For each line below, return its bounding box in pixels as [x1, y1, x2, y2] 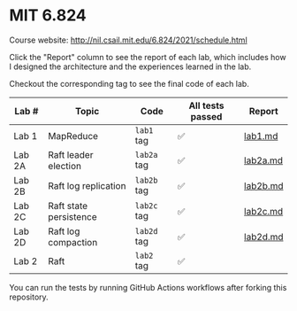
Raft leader [48, 148, 94, 160]
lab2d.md [244, 230, 284, 243]
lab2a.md [244, 154, 284, 167]
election [48, 159, 82, 172]
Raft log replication [48, 179, 126, 191]
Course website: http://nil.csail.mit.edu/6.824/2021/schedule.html [9, 35, 247, 45]
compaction [48, 236, 98, 248]
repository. [9, 292, 49, 302]
